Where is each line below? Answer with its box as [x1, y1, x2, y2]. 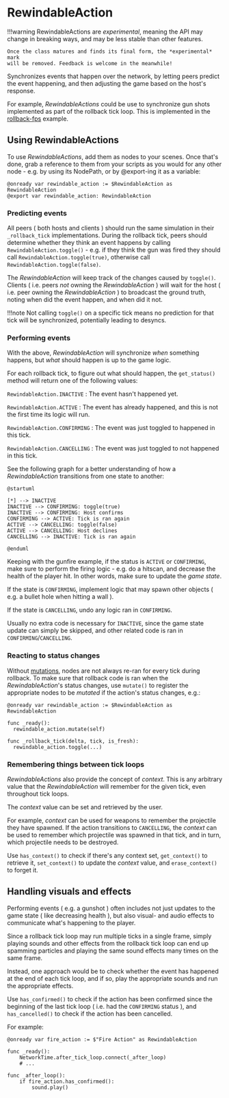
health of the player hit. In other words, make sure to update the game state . [7, 572, 222, 580]
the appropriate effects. [7, 981, 74, 990]
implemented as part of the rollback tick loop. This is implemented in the [7, 107, 211, 115]
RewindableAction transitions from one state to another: [7, 472, 165, 481]
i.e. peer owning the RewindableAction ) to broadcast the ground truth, [7, 288, 206, 296]
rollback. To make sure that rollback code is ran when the [7, 673, 169, 682]
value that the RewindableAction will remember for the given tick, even [7, 782, 206, 790]
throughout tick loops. [7, 789, 70, 798]
